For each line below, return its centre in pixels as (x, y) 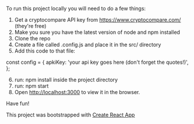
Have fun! (18, 104)
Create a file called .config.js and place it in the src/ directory (88, 44)
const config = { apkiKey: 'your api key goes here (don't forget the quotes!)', (97, 62)
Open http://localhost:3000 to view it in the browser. (77, 92)
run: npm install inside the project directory (66, 80)
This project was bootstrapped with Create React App (70, 115)
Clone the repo (32, 38)
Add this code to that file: (45, 51)
